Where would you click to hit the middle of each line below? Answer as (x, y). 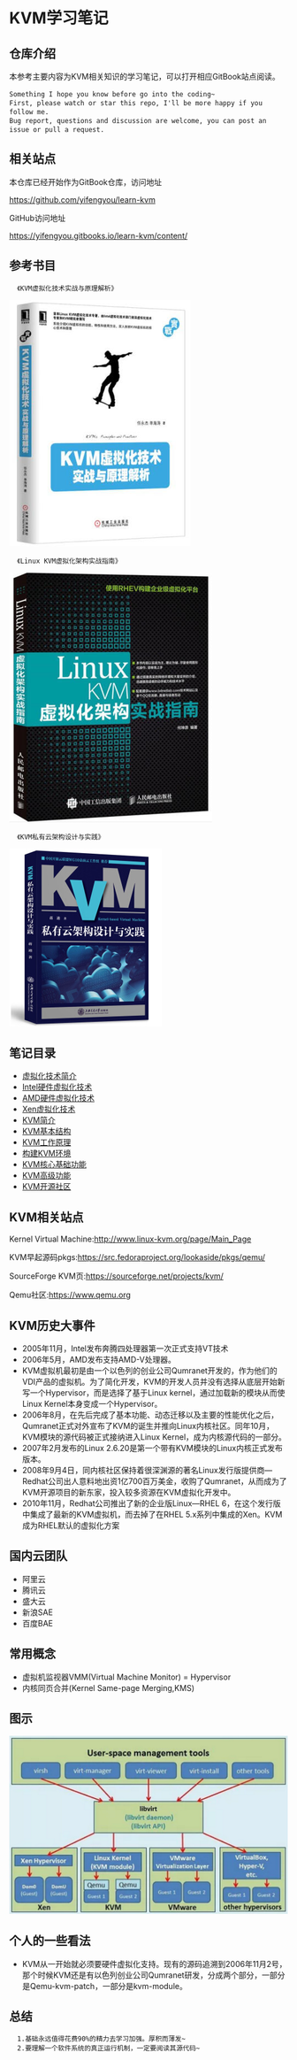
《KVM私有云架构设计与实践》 (61, 837)
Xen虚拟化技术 (49, 1109)
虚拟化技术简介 (49, 1076)
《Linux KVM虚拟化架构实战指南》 (69, 561)
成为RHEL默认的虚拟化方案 (71, 1526)
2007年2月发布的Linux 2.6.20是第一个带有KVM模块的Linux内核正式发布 (152, 1449)
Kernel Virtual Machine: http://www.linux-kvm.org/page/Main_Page (130, 1239)
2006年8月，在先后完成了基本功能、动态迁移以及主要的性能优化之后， (150, 1415)
